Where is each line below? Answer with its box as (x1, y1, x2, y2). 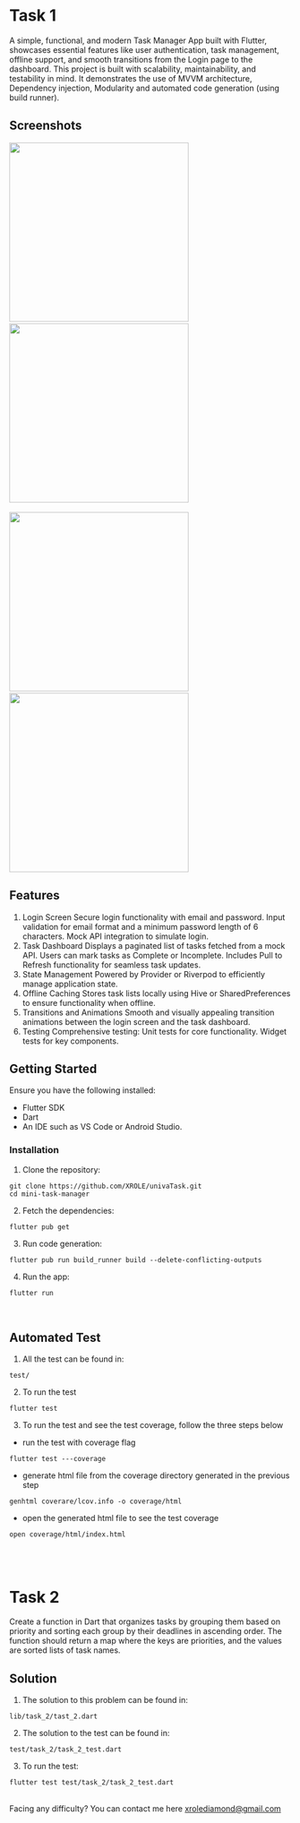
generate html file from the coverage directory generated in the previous (21, 1470, 290, 1481)
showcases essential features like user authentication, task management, (9, 44, 279, 55)
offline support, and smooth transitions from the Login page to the (9, 54, 253, 64)
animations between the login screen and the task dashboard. (21, 1016, 251, 1027)
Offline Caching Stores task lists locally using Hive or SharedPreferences (21, 987, 291, 999)
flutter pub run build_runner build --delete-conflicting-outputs (9, 1255, 262, 1264)
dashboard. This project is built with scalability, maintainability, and (9, 64, 257, 74)
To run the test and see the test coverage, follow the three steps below (21, 1420, 284, 1431)
